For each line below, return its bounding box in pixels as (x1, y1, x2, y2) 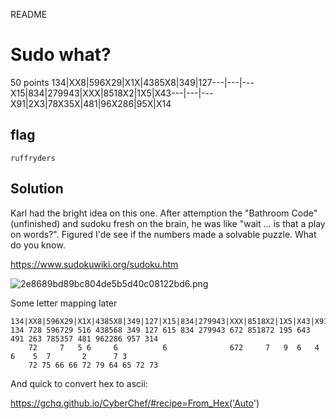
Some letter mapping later (10, 297, 118, 309)
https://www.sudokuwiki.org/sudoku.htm (10, 258, 179, 270)
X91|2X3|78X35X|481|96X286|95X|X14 (10, 97, 172, 109)
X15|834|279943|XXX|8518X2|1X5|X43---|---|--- (10, 87, 214, 99)
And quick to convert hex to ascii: (10, 377, 148, 389)
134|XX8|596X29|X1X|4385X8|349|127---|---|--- (51, 76, 255, 88)
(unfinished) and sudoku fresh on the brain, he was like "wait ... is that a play (10, 217, 326, 229)
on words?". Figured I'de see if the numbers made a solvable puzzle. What (10, 228, 317, 240)
